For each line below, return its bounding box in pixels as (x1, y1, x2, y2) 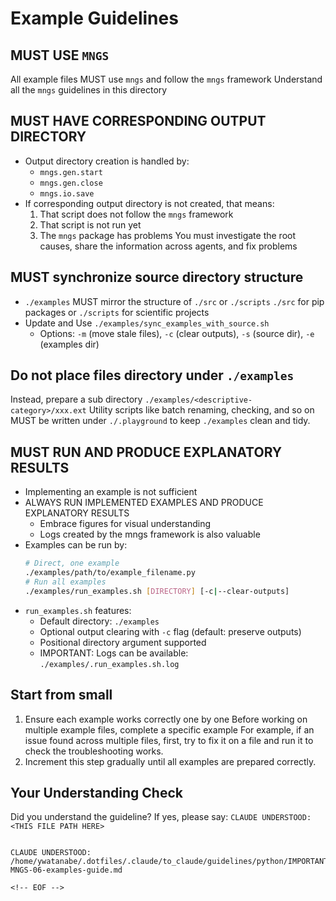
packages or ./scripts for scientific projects (24, 306, 210, 318)
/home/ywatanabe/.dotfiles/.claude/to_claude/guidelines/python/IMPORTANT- (10, 857, 333, 867)
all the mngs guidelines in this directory (10, 84, 168, 96)
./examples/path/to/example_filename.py (24, 568, 196, 578)
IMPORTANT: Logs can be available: (39, 647, 189, 659)
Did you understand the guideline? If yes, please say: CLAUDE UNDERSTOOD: (10, 811, 312, 823)
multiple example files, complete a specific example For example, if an (24, 723, 315, 736)
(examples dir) (39, 338, 100, 350)
